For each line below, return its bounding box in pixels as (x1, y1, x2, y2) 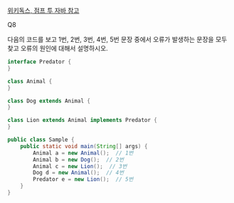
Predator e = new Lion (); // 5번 (33, 176, 134, 183)
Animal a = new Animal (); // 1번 (33, 149, 134, 157)
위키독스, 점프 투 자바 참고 (7, 6, 80, 14)
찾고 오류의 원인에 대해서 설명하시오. (7, 44, 108, 52)
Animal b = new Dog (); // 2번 (33, 156, 124, 163)
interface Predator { (7, 58, 72, 66)
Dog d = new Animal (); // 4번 (33, 170, 124, 177)
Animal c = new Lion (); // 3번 (33, 162, 127, 170)
